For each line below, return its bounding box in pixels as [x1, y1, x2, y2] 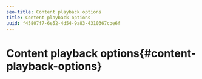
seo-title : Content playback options [6, 9, 102, 15]
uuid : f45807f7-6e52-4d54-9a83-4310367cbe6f [6, 20, 121, 26]
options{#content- [99, 46, 197, 60]
